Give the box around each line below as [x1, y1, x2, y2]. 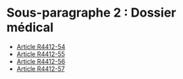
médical [6, 19, 54, 35]
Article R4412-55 [16, 50, 65, 58]
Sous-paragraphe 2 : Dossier [6, 5, 177, 21]
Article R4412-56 [16, 57, 65, 65]
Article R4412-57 [16, 64, 65, 73]
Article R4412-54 [16, 42, 66, 51]
